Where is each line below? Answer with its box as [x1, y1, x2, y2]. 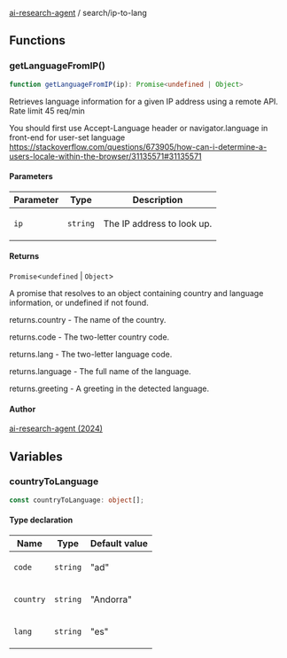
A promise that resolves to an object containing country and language [9, 287, 264, 298]
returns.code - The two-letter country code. [9, 332, 170, 342]
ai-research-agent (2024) [9, 423, 104, 434]
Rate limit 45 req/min [9, 106, 86, 116]
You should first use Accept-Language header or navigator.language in [9, 122, 268, 133]
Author [9, 403, 36, 414]
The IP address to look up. [103, 217, 213, 230]
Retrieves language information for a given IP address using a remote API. [9, 96, 279, 106]
